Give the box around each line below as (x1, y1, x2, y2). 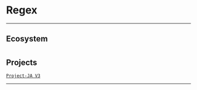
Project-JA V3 (6, 72, 41, 79)
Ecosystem (6, 34, 48, 44)
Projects (6, 57, 38, 67)
